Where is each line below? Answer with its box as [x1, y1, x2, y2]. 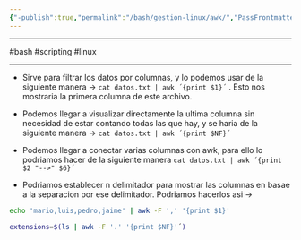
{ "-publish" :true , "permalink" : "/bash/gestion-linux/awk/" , [9, 13, 235, 22]
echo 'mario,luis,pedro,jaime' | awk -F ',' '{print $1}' [9, 206, 230, 215]
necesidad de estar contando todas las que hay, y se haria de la [21, 117, 258, 128]
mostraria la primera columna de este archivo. [21, 90, 193, 101]
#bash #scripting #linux [9, 46, 97, 56]
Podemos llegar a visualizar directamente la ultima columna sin [21, 108, 255, 119]
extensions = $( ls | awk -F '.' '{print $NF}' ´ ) [9, 222, 186, 231]
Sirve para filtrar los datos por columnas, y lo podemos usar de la [21, 72, 264, 82]
